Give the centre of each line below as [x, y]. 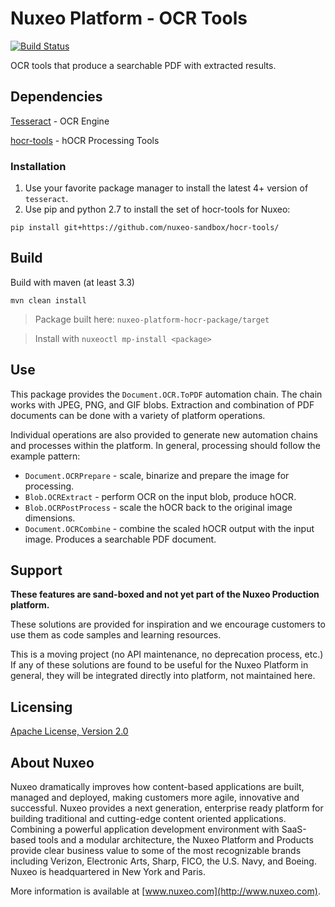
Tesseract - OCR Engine [60, 121]
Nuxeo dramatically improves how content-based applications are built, [157, 787]
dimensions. [50, 518]
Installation [38, 166]
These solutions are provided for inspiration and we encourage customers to [168, 624]
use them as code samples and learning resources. [116, 635]
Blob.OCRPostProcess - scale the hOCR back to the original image [158, 507]
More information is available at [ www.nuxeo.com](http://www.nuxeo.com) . [165, 891]
